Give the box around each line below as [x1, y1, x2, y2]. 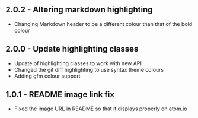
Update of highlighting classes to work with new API [14, 59, 142, 67]
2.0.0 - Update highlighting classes [5, 44, 139, 54]
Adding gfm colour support [14, 72, 81, 79]
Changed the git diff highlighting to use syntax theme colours [14, 66, 164, 73]
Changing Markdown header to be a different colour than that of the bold [14, 20, 193, 27]
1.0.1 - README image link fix [5, 90, 115, 100]
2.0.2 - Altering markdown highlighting [5, 5, 153, 15]
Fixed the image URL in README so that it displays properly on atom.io [14, 105, 187, 112]
